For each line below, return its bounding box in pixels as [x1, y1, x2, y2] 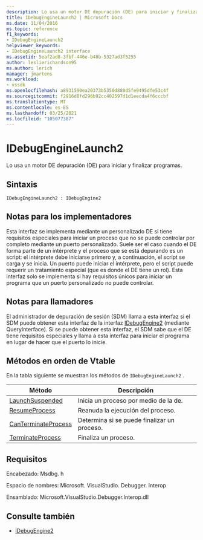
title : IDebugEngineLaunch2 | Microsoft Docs [6, 15, 123, 21]
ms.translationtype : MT [6, 99, 66, 105]
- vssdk [6, 82, 26, 88]
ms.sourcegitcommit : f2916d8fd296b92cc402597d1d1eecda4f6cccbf [6, 93, 169, 99]
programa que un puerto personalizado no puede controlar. [6, 279, 154, 286]
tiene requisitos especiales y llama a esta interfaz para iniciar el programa [6, 332, 190, 339]
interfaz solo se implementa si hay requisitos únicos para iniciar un [6, 273, 172, 280]
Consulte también [6, 511, 75, 521]
